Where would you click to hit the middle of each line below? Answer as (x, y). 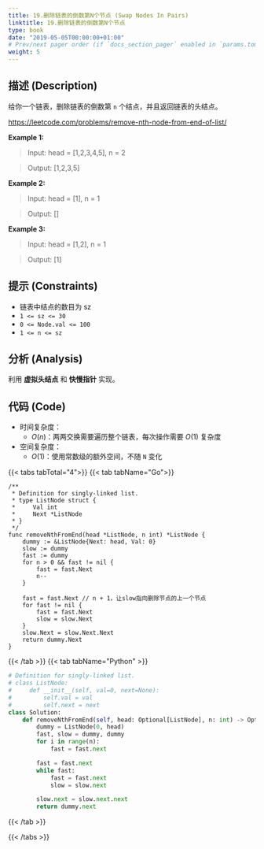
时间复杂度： (40, 427)
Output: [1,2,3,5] (53, 168)
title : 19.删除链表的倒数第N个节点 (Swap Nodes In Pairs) (99, 15)
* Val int (35, 508)
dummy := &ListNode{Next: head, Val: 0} (89, 542)
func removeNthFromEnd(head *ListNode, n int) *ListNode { (107, 535)
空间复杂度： (40, 447)
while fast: (56, 770)
